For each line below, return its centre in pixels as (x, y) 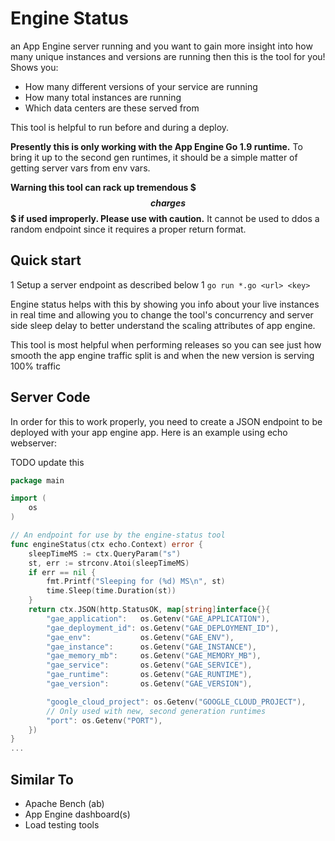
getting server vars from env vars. (80, 168)
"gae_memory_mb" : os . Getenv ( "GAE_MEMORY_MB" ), (154, 656)
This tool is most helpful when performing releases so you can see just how (166, 344)
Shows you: (34, 67)
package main (37, 480)
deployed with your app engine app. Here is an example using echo (149, 432)
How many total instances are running (103, 97)
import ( (28, 498)
